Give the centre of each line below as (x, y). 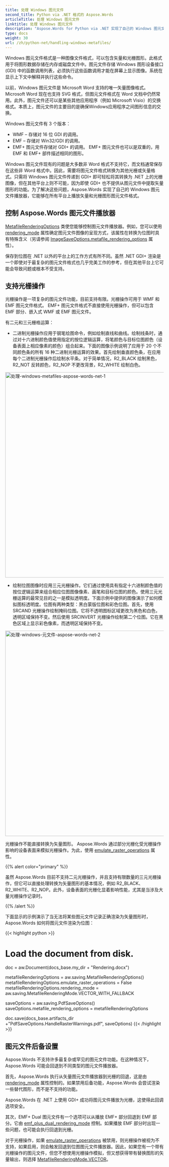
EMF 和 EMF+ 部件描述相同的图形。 (49, 153)
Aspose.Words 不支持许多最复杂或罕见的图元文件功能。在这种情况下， (78, 1059)
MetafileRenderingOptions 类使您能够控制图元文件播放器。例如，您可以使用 (84, 226)
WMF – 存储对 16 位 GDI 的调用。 (47, 134)
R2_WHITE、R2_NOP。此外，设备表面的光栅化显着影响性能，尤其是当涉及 (82, 890)
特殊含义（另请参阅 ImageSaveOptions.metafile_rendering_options (78, 239)
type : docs (17, 33)
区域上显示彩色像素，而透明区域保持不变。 (61, 623)
